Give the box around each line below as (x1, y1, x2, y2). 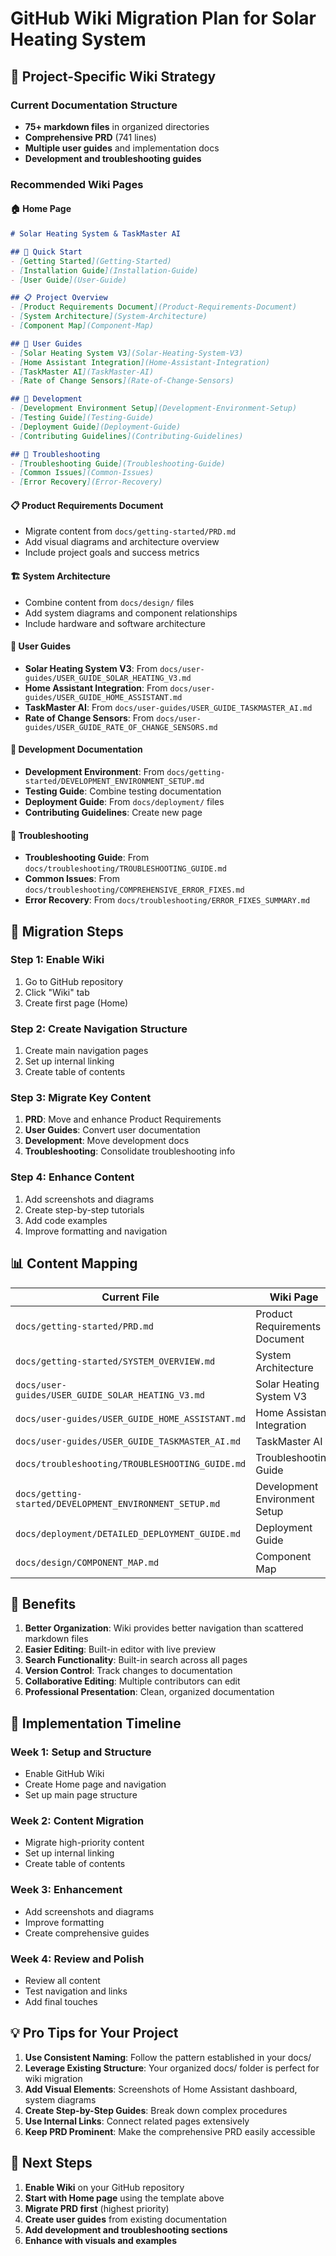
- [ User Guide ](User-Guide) (10, 275, 128, 285)
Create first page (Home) (24, 997, 129, 1009)
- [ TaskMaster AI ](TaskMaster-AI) (10, 367, 155, 377)
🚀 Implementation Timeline (10, 1715, 182, 1732)
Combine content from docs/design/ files (24, 596, 195, 608)
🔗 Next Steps (10, 2155, 93, 2172)
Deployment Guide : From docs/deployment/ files (24, 795, 225, 807)
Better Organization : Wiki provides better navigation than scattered (24, 1622, 304, 1634)
